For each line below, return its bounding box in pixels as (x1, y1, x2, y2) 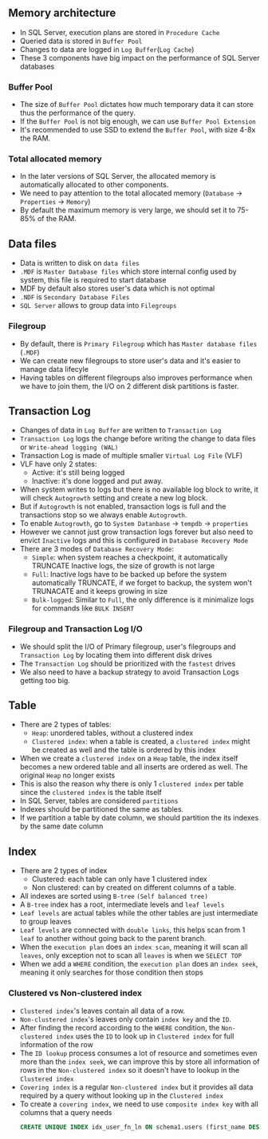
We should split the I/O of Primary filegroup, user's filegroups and (19, 642, 237, 651)
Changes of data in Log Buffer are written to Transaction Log (19, 425, 222, 435)
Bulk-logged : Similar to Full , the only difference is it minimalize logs (31, 595, 254, 605)
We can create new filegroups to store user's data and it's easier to (19, 355, 241, 366)
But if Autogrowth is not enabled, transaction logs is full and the (19, 502, 227, 512)
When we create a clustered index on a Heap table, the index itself (19, 753, 238, 763)
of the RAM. (37, 214, 77, 223)
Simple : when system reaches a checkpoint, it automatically (31, 552, 228, 562)
